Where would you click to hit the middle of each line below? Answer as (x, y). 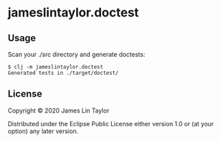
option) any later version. (43, 131)
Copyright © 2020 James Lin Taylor (59, 110)
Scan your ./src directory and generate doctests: (77, 54)
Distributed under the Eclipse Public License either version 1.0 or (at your (111, 123)
